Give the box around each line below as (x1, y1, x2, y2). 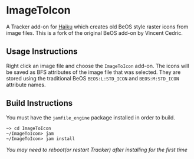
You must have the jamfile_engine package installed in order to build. (6, 113, 176, 121)
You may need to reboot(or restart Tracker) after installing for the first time (6, 146, 188, 153)
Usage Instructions (6, 47, 78, 57)
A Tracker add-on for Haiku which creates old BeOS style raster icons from (6, 23, 189, 30)
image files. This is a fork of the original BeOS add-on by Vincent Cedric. (6, 29, 183, 36)
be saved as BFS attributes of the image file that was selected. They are (6, 69, 181, 76)
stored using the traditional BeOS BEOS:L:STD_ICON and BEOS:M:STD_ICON (6, 74, 179, 82)
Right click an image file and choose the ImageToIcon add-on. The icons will (6, 62, 189, 69)
